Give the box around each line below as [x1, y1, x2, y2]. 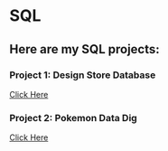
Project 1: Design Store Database [9, 69, 156, 81]
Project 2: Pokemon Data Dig [9, 111, 137, 124]
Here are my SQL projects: [9, 42, 160, 57]
